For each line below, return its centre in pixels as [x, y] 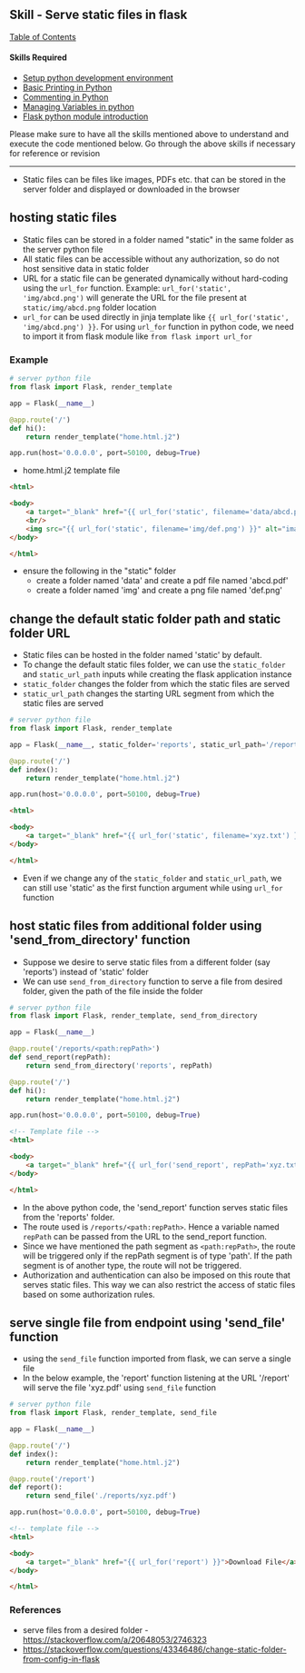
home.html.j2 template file [71, 471]
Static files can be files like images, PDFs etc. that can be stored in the [154, 180]
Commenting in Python [65, 97]
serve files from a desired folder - [85, 1629]
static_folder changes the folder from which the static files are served [156, 684]
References [35, 1610]
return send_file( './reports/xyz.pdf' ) [101, 1496]
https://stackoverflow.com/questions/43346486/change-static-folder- [155, 1649]
